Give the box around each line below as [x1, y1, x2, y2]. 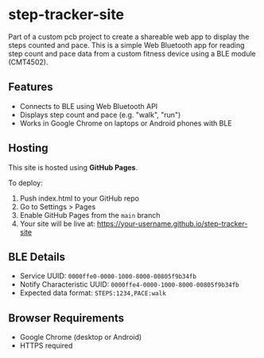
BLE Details [8, 250, 66, 263]
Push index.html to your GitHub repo [19, 193, 139, 203]
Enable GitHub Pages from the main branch [19, 210, 161, 220]
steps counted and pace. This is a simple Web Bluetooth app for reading [8, 40, 245, 49]
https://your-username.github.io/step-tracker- [96, 219, 248, 228]
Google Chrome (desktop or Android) [19, 333, 142, 342]
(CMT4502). [8, 57, 49, 67]
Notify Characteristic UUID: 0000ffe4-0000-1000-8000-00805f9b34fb [19, 280, 240, 290]
